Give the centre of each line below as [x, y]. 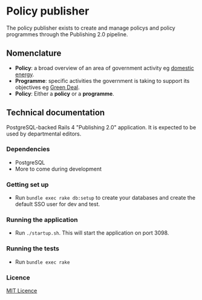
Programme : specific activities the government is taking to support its [102, 80]
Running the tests [33, 249]
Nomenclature [34, 54]
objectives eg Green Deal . [47, 87]
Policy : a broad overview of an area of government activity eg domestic [105, 68]
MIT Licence [22, 291]
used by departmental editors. [44, 134]
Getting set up [28, 184]
